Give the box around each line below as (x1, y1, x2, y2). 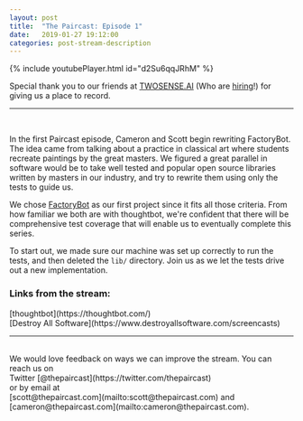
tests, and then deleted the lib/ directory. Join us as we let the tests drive (9, 255, 285, 267)
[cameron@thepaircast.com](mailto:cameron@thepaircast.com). (9, 401, 250, 412)
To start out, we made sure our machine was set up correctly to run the (9, 246, 274, 257)
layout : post (9, 13, 59, 23)
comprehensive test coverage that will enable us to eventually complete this (9, 219, 291, 229)
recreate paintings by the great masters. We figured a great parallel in (9, 153, 268, 164)
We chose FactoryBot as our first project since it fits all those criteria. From (9, 200, 288, 210)
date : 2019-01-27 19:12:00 (9, 30, 119, 39)
